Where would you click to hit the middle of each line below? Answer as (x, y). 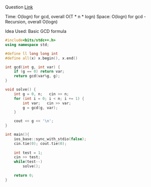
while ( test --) (28, 162)
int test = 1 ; (28, 153)
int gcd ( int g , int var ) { (33, 67)
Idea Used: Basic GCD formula (36, 31)
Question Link (19, 7)
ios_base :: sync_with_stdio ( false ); (50, 139)
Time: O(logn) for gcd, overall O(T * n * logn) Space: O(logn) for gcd (74, 16)
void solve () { (21, 90)
